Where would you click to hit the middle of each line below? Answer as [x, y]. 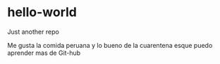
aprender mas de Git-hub [44, 53]
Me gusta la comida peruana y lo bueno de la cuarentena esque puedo [110, 45]
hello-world [42, 12]
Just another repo [33, 32]
